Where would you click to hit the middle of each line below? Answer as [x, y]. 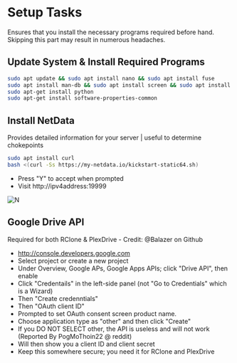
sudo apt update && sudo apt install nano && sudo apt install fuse [111, 78]
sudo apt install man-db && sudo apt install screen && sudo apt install [119, 85]
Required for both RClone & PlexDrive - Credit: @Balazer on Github [105, 239]
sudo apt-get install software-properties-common [83, 98]
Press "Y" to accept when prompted [71, 178]
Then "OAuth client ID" [51, 306]
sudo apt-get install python [51, 92]
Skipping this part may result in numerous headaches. [86, 39]
